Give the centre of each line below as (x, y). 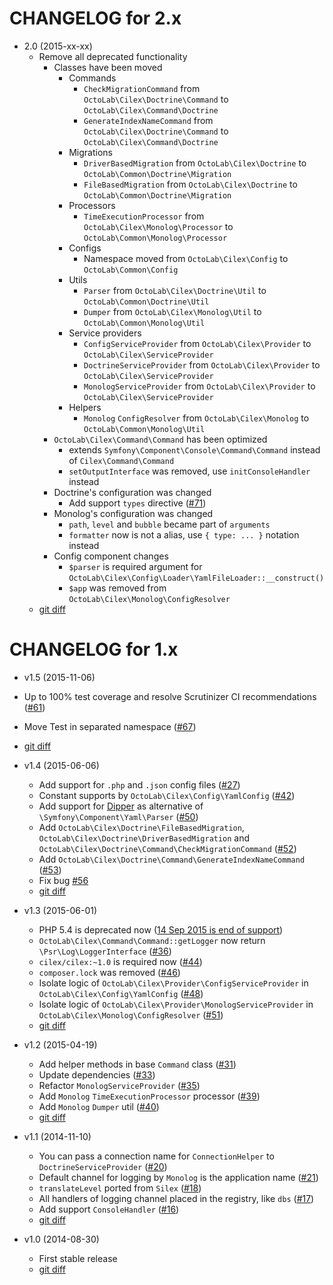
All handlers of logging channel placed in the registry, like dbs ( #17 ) (176, 1198)
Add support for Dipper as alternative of (121, 806)
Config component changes (111, 556)
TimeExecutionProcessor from (144, 216)
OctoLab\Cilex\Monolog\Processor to (158, 226)
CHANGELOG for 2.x (95, 18)
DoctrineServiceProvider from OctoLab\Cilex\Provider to (202, 364)
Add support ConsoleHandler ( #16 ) (109, 1209)
